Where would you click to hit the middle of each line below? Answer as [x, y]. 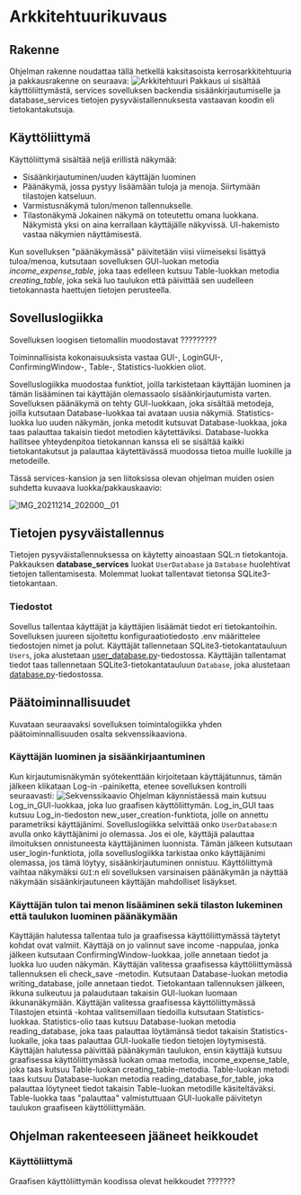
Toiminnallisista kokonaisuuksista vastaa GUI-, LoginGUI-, [116, 357]
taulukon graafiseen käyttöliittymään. [78, 1108]
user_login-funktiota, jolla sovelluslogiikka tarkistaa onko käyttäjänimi [137, 852]
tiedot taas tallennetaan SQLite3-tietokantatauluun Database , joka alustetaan [150, 664]
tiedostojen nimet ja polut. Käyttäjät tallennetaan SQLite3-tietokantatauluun [148, 646]
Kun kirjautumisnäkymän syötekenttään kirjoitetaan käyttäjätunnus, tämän [146, 776]
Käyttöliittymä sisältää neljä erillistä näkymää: [93, 159]
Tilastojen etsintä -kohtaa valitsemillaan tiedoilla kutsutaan [117, 1012]
